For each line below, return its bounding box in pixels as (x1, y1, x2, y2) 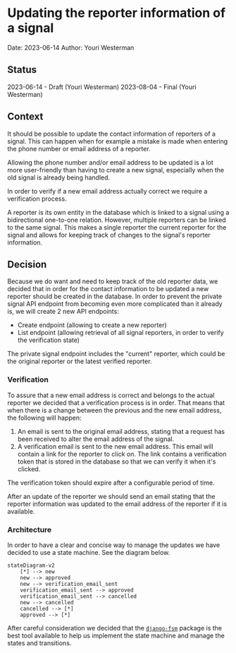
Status (7, 64, 37, 76)
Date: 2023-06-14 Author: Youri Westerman (7, 43, 135, 52)
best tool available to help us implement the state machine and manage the (7, 631, 225, 640)
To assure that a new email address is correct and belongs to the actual (7, 391, 215, 399)
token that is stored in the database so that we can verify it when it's (17, 457, 216, 466)
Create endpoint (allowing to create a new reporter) (17, 321, 167, 329)
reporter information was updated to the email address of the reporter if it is (7, 500, 228, 508)
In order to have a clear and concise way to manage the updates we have (7, 541, 221, 549)
